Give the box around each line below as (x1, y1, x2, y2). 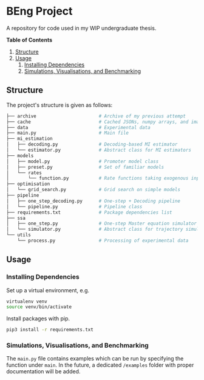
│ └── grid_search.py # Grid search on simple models (6, 187, 181, 193)
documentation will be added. (6, 368, 81, 375)
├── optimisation (6, 181, 50, 187)
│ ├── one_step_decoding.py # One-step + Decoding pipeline (6, 198, 181, 204)
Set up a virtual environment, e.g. (6, 286, 90, 294)
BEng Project (6, 4, 73, 18)
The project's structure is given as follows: (6, 101, 113, 108)
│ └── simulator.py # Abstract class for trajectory (6, 227, 183, 233)
